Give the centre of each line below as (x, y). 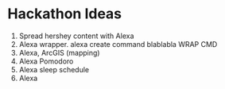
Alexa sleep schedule (54, 69)
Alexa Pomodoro (46, 61)
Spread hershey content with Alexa (76, 36)
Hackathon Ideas (65, 14)
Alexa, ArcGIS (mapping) (59, 52)
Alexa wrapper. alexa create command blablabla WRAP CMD (118, 44)
